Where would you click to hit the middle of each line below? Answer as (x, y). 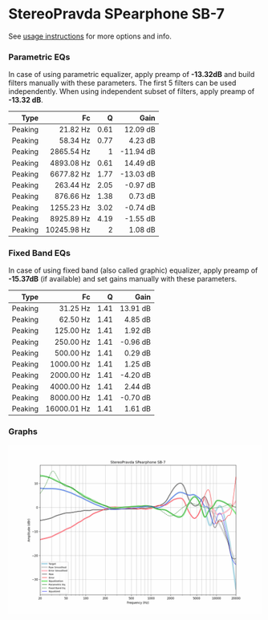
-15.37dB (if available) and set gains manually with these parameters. (123, 279)
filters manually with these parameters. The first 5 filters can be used (122, 83)
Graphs (23, 432)
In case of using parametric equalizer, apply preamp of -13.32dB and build (132, 75)
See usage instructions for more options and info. (90, 36)
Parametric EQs (39, 57)
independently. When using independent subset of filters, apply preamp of (132, 91)
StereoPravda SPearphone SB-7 (116, 14)
